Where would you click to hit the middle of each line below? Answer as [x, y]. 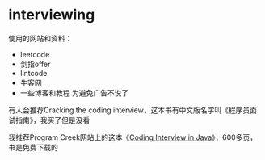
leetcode [35, 54]
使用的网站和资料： [40, 38]
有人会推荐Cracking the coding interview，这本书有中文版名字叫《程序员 [129, 110]
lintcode [34, 73]
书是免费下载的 [33, 147]
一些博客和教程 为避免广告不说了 [74, 93]
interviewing [52, 15]
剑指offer [35, 64]
